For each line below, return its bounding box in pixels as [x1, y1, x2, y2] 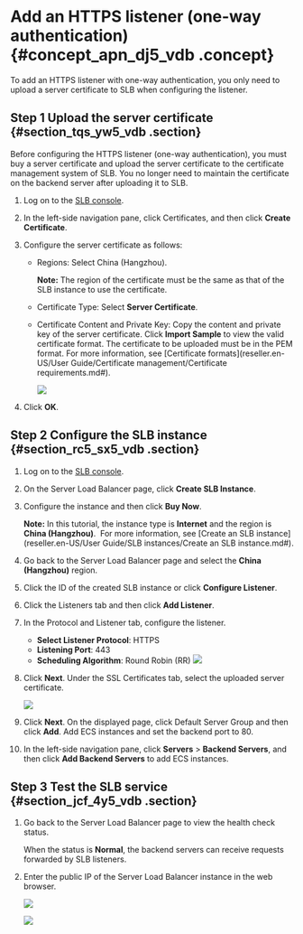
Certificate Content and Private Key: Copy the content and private [36, 319, 282, 330]
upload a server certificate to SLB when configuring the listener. [10, 84, 248, 95]
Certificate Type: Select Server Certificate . [36, 301, 198, 313]
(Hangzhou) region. [23, 565, 98, 575]
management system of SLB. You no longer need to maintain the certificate [10, 167, 289, 178]
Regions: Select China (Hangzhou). [36, 257, 168, 267]
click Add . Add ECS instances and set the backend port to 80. [23, 725, 254, 737]
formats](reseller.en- [207, 348, 285, 359]
